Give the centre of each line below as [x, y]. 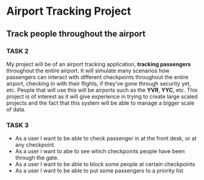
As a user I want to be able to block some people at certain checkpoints [105, 164]
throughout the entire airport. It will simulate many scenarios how [88, 71]
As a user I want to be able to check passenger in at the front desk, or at [106, 139]
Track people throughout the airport [76, 34]
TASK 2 [18, 51]
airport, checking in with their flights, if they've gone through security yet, [99, 83]
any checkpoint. [35, 145]
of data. [16, 109]
